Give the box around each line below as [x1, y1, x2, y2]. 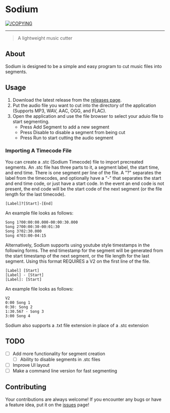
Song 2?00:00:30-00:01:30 [5, 224, 60, 229]
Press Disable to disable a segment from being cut [20, 129, 125, 135]
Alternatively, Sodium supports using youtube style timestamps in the [5, 242, 150, 248]
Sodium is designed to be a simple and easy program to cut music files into [5, 63, 162, 69]
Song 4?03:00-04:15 [5, 233, 47, 238]
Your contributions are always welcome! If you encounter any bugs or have [5, 396, 162, 402]
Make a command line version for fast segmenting [12, 367, 117, 374]
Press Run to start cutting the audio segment [20, 135, 114, 141]
